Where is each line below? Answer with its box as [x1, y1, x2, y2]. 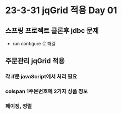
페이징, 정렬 [5, 103, 32, 110]
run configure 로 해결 [12, 41, 56, 46]
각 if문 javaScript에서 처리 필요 [5, 73, 77, 80]
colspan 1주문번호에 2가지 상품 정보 [5, 88, 88, 95]
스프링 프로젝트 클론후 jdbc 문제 [5, 26, 99, 35]
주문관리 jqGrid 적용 [5, 56, 65, 66]
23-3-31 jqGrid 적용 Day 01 [5, 5, 117, 16]
